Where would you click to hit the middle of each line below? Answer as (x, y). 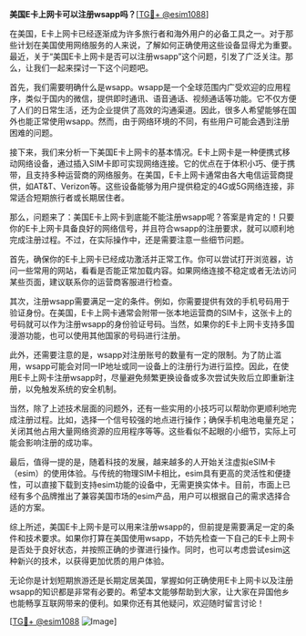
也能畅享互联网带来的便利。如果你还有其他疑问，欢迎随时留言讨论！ (137, 603)
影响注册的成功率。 (61, 442)
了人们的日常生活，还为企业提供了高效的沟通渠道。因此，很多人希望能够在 (149, 110)
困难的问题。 (33, 133)
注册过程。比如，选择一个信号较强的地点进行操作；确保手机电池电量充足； (157, 420)
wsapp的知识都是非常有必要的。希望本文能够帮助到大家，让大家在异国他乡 (149, 592)
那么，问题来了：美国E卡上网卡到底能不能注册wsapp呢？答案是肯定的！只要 (152, 217)
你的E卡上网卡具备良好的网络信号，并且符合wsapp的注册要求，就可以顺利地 (152, 228)
